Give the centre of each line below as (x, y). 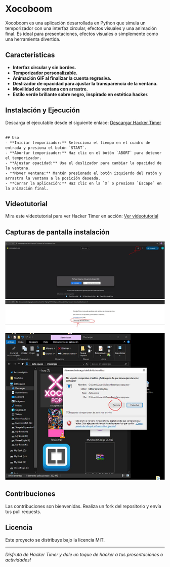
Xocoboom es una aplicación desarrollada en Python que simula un (75, 23)
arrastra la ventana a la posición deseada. (53, 178)
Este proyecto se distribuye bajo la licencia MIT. (55, 540)
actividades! (18, 560)
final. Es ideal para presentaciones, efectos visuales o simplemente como (82, 34)
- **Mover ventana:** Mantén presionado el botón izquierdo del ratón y (83, 173)
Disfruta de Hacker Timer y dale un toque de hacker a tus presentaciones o (84, 554)
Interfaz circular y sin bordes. (44, 67)
